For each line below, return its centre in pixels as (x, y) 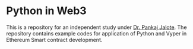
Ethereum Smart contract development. (54, 40)
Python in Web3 (47, 11)
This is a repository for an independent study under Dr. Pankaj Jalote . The (96, 27)
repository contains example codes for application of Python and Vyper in (96, 33)
